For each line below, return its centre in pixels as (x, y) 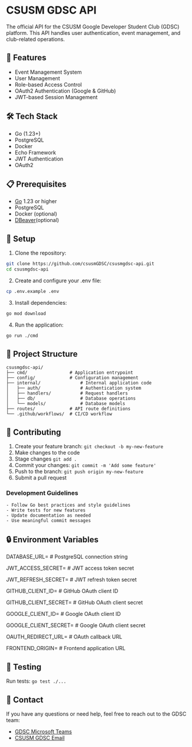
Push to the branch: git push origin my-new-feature (79, 472)
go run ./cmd (22, 335)
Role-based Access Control (48, 84)
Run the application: (39, 325)
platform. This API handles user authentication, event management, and (93, 32)
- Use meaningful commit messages (49, 521)
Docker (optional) (36, 214)
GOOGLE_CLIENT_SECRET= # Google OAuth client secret (76, 625)
